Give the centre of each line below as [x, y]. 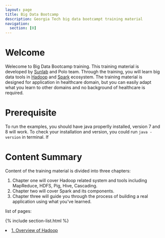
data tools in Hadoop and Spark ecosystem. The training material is [74, 77]
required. [14, 93]
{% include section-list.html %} [37, 221]
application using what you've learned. [52, 201]
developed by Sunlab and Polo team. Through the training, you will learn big [82, 72]
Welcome [25, 53]
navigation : [17, 24]
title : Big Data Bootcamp [32, 14]
